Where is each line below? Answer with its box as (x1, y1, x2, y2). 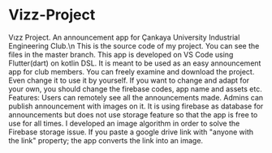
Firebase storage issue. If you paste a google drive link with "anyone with (8, 127, 254, 137)
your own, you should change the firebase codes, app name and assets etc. (8, 83, 262, 94)
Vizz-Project (8, 6, 96, 24)
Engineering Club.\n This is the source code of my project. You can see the (8, 40, 260, 50)
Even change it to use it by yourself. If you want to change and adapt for (8, 75, 250, 85)
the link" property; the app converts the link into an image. (8, 135, 204, 145)
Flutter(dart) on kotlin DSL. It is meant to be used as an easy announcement (8, 58, 261, 68)
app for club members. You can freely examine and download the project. (8, 66, 255, 76)
